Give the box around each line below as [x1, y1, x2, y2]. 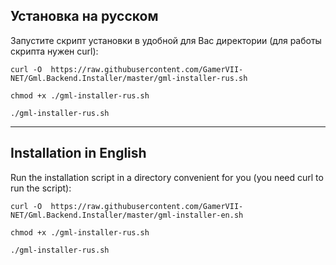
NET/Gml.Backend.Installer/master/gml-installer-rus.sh [10, 73, 248, 83]
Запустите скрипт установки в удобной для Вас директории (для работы [10, 34, 322, 46]
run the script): [10, 182, 72, 194]
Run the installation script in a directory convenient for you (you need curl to [10, 171, 324, 183]
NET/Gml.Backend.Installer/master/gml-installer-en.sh [10, 210, 244, 220]
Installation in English [10, 145, 147, 162]
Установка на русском [10, 8, 159, 25]
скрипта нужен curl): [10, 45, 99, 57]
